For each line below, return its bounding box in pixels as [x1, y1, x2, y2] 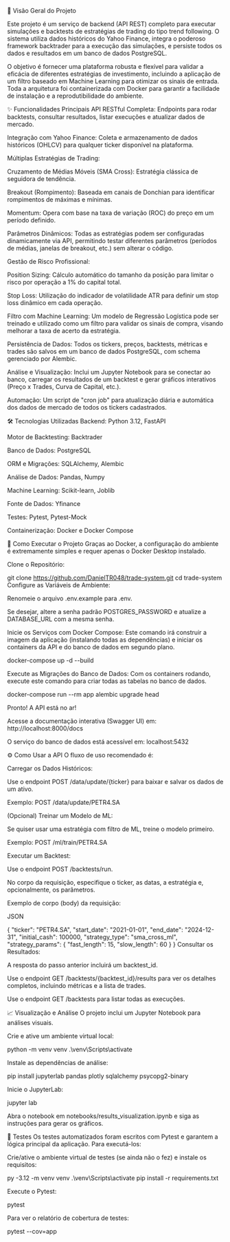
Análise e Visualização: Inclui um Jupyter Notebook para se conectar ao [7, 368, 211, 376]
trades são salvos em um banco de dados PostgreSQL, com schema [7, 348, 200, 355]
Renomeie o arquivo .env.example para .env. [7, 594, 133, 602]
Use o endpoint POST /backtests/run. [7, 865, 113, 873]
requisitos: [7, 1161, 37, 1168]
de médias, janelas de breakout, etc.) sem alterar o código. [7, 244, 174, 252]
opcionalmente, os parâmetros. [7, 885, 95, 894]
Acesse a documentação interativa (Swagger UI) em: [7, 717, 157, 725]
